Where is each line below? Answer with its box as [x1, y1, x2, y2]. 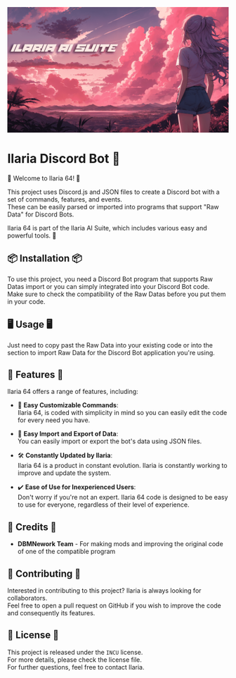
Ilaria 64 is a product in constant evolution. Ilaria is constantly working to [17, 462, 228, 470]
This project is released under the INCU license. [7, 648, 143, 656]
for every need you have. [17, 416, 91, 424]
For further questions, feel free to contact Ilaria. [7, 662, 145, 671]
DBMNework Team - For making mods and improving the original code [17, 540, 223, 548]
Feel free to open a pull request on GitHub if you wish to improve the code [7, 601, 221, 610]
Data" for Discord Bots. [7, 210, 74, 218]
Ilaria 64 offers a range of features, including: [7, 388, 138, 396]
